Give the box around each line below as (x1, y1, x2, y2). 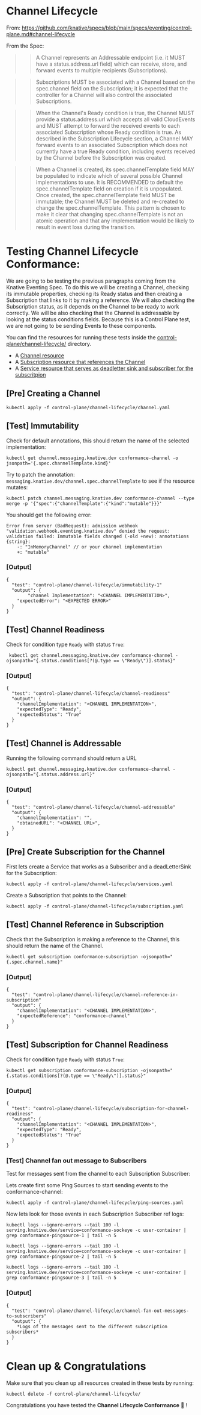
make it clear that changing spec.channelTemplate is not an (35, 210, 184, 218)
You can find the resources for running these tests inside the (6, 333, 156, 341)
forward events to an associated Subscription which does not (35, 141, 188, 148)
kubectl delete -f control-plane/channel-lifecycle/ (6, 1391, 141, 1397)
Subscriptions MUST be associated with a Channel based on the (35, 78, 196, 86)
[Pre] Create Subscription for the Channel (6, 847, 165, 857)
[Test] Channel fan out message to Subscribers (6, 1156, 147, 1164)
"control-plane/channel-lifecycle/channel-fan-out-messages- (32, 1308, 189, 1314)
